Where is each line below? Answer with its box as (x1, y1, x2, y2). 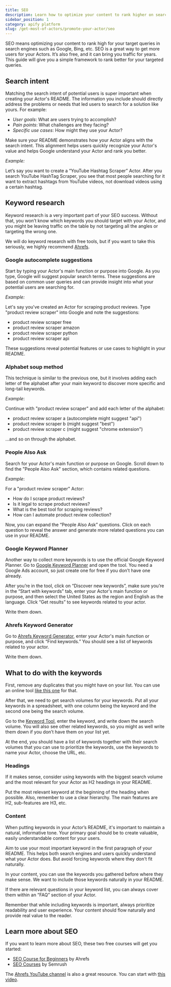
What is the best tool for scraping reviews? (12, 506, 103, 512)
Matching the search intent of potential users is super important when (5, 90, 152, 96)
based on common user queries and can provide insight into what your (5, 279, 154, 285)
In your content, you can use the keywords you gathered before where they (5, 871, 164, 877)
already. (5, 572, 22, 579)
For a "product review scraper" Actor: (5, 485, 84, 491)
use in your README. (5, 532, 50, 538)
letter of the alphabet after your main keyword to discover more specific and (5, 380, 165, 387)
